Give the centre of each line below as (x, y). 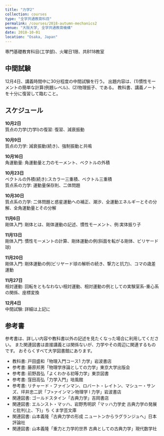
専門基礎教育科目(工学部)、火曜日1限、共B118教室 (55, 51)
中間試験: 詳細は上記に (28, 309)
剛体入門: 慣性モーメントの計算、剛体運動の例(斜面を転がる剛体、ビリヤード (82, 241)
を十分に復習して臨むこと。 (33, 93)
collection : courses (26, 14)
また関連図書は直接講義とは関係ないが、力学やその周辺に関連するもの (85, 345)
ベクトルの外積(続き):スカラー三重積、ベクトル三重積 (59, 179)
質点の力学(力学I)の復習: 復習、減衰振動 (45, 129)
